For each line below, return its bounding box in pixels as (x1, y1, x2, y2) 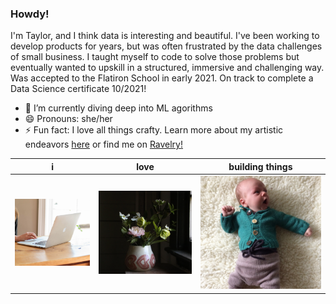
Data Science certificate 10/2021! (10, 83, 147, 95)
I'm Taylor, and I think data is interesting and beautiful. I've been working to (10, 30, 320, 42)
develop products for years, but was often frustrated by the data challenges (10, 40, 323, 52)
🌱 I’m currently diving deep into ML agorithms (24, 102, 213, 114)
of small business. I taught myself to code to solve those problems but (10, 51, 300, 63)
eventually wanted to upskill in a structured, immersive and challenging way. (10, 62, 325, 74)
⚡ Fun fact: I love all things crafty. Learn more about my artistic (24, 124, 284, 136)
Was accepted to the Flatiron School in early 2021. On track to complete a (10, 72, 314, 84)
